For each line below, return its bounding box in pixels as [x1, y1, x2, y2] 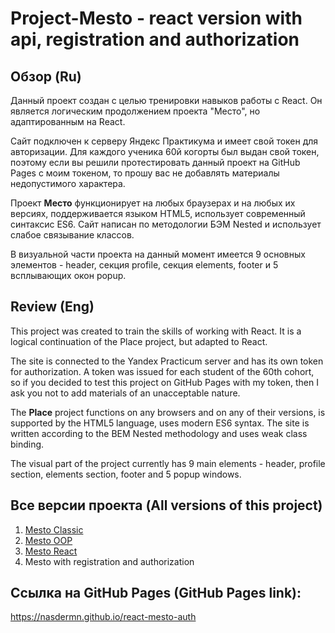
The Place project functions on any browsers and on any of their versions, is [10, 406, 326, 418]
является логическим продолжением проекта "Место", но [10, 105, 261, 117]
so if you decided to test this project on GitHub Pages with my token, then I [10, 376, 319, 388]
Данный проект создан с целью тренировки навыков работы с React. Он [10, 95, 323, 106]
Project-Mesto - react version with [10, 7, 303, 30]
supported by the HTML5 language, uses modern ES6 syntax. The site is [10, 417, 310, 429]
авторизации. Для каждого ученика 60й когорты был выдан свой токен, [10, 146, 320, 157]
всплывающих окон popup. [10, 270, 127, 281]
